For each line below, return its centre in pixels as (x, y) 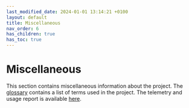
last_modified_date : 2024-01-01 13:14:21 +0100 (67, 12)
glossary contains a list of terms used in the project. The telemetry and (94, 92)
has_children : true (31, 34)
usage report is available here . (44, 98)
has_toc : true (24, 40)
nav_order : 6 (23, 28)
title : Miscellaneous (34, 23)
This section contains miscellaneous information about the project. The (94, 86)
